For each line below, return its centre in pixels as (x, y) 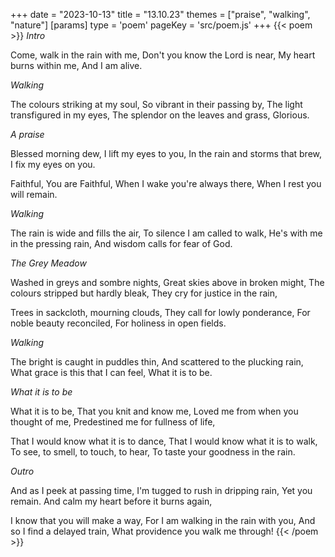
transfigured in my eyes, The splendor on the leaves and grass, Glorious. (160, 115)
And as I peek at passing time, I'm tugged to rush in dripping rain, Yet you (161, 490)
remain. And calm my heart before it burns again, (111, 501)
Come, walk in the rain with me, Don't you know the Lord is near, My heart (163, 55)
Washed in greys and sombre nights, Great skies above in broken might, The (167, 282)
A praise (27, 134)
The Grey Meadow (48, 263)
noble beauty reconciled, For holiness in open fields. (118, 323)
